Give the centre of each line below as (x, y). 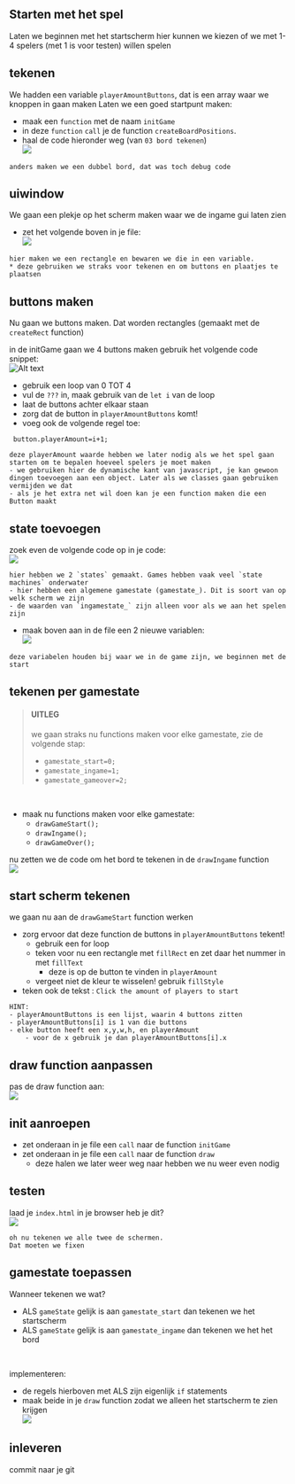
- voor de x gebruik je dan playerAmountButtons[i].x (126, 1038)
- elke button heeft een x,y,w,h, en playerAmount (104, 1030)
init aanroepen (50, 1123)
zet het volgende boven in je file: (81, 232)
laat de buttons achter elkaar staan (85, 404)
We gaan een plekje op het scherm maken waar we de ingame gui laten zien (148, 215)
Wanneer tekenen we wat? (57, 1294)
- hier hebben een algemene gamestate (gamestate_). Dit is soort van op (148, 591)
